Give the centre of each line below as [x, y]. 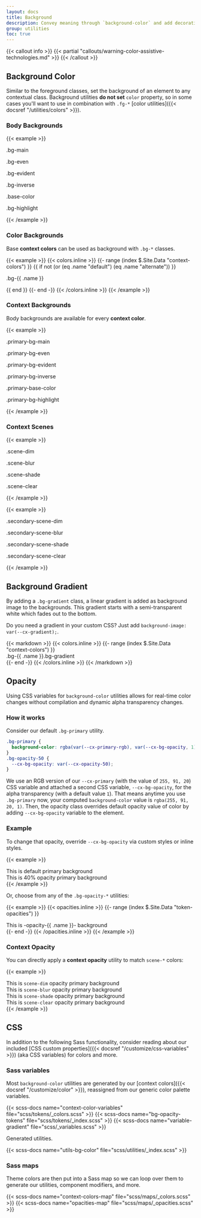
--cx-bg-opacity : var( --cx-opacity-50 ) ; [63, 764]
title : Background [29, 17]
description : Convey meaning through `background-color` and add [89, 23]
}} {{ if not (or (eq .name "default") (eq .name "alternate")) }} [102, 266]
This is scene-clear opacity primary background [66, 1002]
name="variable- [171, 1120]
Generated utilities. [29, 1138]
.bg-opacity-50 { [28, 758]
